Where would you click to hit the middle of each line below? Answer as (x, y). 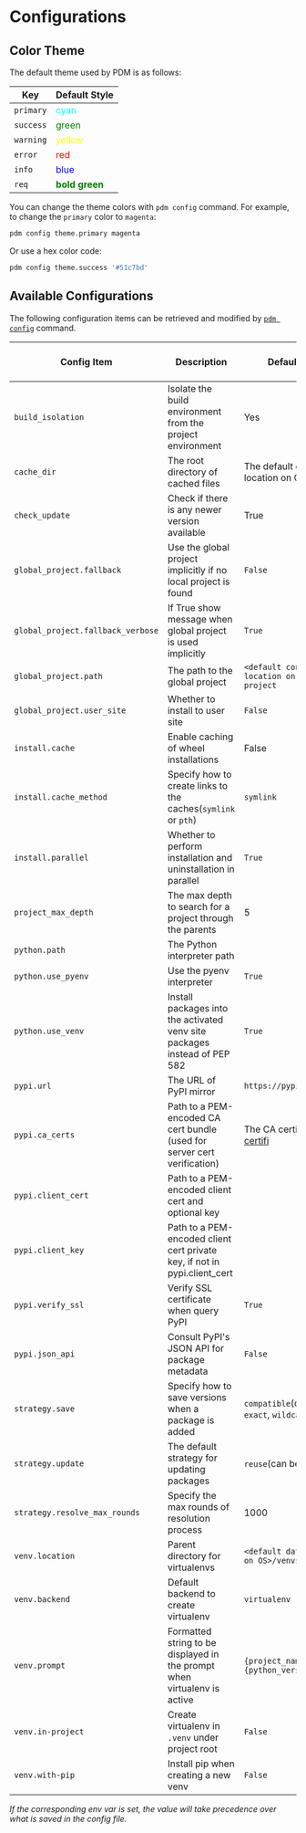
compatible (267, 1404)
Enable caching (200, 737)
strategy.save (45, 1409)
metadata (188, 1371)
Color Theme (47, 51)
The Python (192, 944)
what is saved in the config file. (68, 1818)
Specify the (192, 1495)
